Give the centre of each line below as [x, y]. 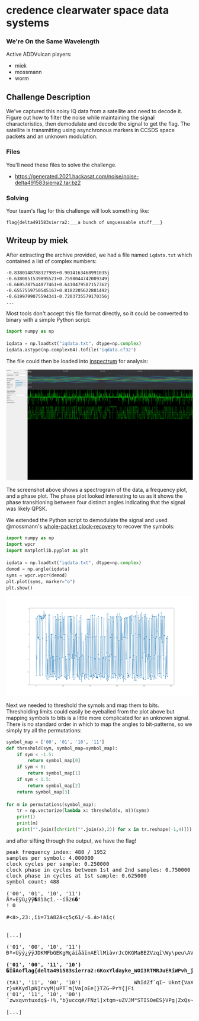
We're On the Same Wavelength [53, 41]
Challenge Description [48, 97]
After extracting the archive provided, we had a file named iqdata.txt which [99, 255]
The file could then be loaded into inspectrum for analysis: [77, 361]
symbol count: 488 [33, 881]
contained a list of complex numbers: [51, 261]
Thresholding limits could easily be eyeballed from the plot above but [90, 711]
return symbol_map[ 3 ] [43, 792]
